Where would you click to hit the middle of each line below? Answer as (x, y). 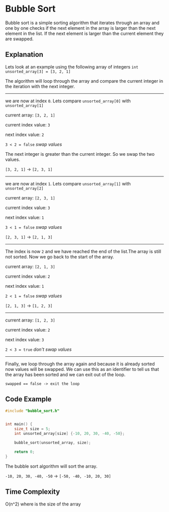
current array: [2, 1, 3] (30, 266)
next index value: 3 (25, 339)
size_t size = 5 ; (32, 429)
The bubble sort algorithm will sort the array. (51, 466)
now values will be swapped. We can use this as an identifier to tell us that (82, 369)
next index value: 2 (25, 135)
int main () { (19, 424)
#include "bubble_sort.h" (32, 411)
